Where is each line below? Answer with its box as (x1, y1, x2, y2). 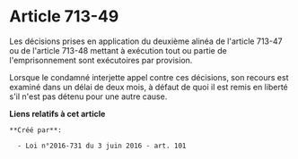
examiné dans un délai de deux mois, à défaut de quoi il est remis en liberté (9, 81, 289, 92)
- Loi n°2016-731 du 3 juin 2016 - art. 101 (17, 141, 187, 150)
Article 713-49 (9, 6, 119, 27)
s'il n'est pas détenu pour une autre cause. (9, 91, 168, 102)
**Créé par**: (9, 125, 63, 135)
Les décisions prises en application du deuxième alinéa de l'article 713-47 (9, 36, 283, 46)
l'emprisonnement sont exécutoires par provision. (9, 54, 193, 65)
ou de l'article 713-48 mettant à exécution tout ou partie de (9, 45, 227, 55)
